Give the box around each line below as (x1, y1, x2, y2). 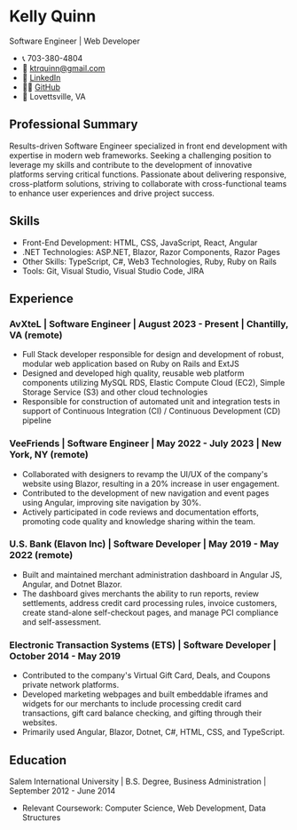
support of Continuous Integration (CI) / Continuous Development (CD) (21, 406, 281, 417)
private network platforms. (21, 680, 120, 690)
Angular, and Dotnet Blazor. (21, 579, 122, 589)
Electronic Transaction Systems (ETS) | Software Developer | (9, 638, 277, 650)
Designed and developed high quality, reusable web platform (21, 368, 245, 379)
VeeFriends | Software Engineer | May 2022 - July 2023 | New (9, 437, 282, 450)
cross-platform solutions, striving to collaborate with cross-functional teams (9, 178, 287, 188)
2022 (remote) (9, 549, 74, 562)
